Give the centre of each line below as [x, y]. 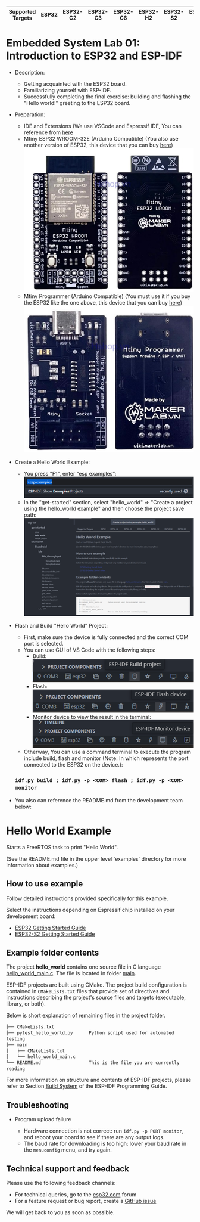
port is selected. [43, 643]
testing [16, 1039]
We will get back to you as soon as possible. [60, 1212]
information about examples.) [42, 865]
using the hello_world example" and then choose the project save [104, 508]
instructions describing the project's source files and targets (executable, [96, 998]
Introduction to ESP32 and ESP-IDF [94, 56]
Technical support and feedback [68, 1169]
